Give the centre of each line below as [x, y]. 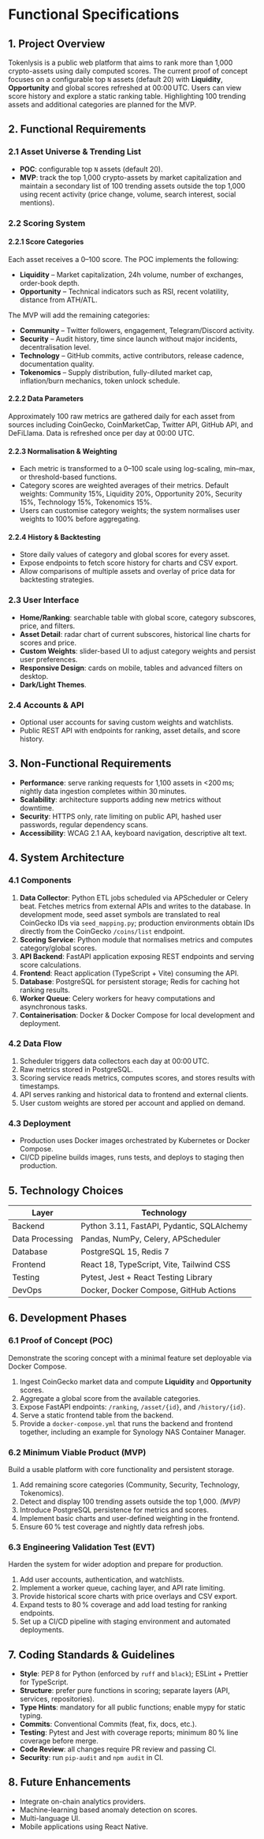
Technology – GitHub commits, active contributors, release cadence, [132, 355]
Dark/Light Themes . [53, 684]
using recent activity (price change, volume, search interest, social [128, 194]
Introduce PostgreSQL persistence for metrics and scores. [114, 1510]
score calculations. [50, 964]
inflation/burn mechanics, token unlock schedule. [100, 380]
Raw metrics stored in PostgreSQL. [76, 1069]
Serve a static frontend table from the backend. [97, 1415]
